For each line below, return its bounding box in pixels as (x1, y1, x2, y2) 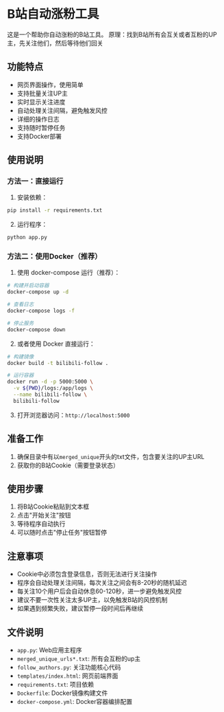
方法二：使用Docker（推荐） (7, 252, 102, 261)
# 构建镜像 (7, 353, 34, 360)
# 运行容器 (7, 372, 34, 379)
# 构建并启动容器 (7, 282, 49, 289)
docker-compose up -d (7, 289, 69, 296)
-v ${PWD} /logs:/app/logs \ (13, 385, 94, 392)
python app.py (7, 234, 48, 241)
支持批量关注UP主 (16, 89, 69, 97)
